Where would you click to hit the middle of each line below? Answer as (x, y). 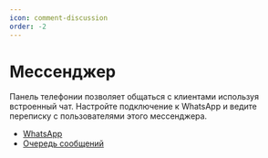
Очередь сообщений (63, 143)
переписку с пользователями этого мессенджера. (108, 116)
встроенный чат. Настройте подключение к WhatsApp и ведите (133, 107)
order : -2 (28, 26)
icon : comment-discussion (58, 18)
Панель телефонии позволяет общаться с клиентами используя (134, 97)
